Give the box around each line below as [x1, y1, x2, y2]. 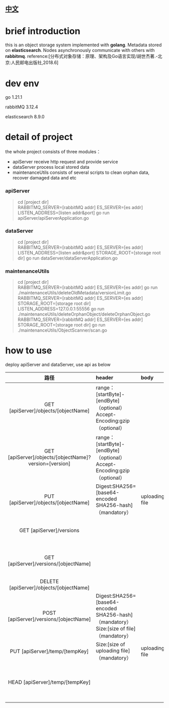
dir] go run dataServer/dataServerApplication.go [17, 255, 118, 261]
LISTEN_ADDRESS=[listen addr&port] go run [17, 210, 110, 216]
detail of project [5, 132, 73, 143]
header [96, 374, 114, 381]
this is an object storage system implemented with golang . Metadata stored [5, 42, 162, 48]
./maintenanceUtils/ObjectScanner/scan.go [17, 327, 107, 334]
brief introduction [5, 25, 80, 37]
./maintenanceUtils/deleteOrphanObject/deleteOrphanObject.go [17, 311, 151, 317]
